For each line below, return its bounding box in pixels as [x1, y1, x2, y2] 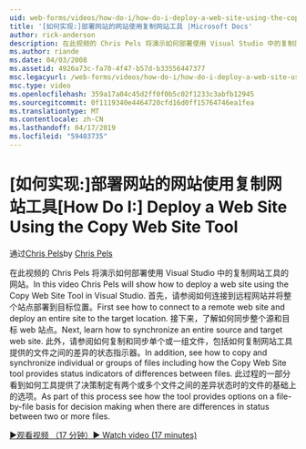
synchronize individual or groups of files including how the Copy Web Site [9, 357, 287, 368]
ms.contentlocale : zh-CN [9, 115, 104, 124]
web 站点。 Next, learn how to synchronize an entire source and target [19, 324, 283, 335]
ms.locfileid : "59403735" [9, 132, 107, 141]
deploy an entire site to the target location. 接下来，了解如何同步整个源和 [9, 312, 282, 323]
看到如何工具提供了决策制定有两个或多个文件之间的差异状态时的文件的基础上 [9, 379, 297, 390]
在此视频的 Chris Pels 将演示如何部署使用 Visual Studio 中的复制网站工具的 [9, 267, 290, 278]
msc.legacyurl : [9, 73, 67, 82]
